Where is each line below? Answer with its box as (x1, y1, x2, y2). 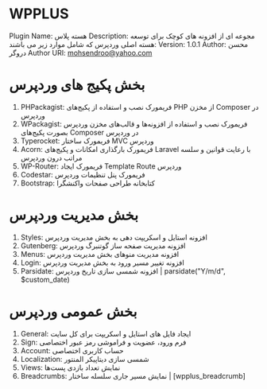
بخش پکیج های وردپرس (9, 76, 145, 94)
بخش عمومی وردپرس (9, 303, 137, 321)
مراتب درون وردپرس (20, 153, 83, 162)
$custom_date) (20, 274, 70, 284)
